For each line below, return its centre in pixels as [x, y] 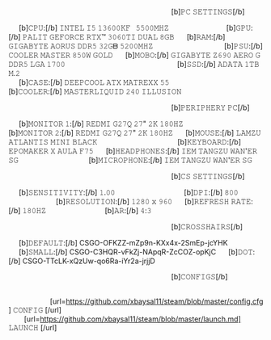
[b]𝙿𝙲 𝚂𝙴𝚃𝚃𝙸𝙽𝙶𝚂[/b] [208, 12]
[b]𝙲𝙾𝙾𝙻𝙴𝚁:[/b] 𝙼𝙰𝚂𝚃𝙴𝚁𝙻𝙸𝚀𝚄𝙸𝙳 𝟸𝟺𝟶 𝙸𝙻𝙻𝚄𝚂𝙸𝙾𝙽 [95, 91]
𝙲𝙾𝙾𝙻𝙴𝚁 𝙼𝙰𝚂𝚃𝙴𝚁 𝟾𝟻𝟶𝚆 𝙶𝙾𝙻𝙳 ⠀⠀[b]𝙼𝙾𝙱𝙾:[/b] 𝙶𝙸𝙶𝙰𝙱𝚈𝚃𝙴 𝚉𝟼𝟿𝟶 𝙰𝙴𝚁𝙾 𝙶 [135, 55]
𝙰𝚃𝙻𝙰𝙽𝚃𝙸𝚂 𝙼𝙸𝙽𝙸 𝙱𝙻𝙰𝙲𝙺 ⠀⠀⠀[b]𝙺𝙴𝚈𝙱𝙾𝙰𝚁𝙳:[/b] [125, 142]
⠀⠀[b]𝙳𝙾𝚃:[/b [237, 252]
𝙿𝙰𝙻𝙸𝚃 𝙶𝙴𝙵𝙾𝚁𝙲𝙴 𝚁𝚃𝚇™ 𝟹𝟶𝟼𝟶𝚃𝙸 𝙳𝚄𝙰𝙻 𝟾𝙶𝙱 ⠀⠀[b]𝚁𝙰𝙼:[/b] [124, 37]
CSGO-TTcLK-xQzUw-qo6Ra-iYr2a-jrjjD [89, 261]
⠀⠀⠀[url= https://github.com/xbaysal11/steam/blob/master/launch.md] [125, 319]
